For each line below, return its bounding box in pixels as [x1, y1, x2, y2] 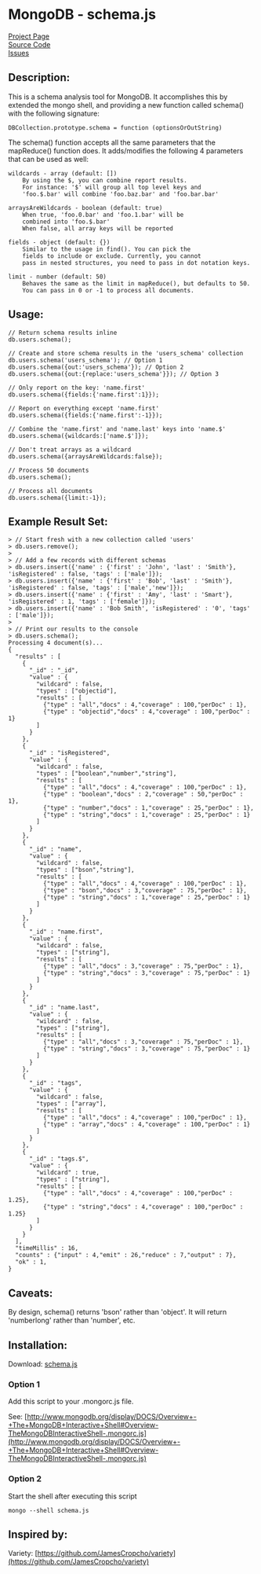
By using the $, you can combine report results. [22, 176, 188, 184]
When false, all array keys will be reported [22, 224, 174, 233]
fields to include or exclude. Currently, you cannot [22, 252, 201, 260]
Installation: [8, 1338, 68, 1352]
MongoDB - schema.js [8, 6, 157, 24]
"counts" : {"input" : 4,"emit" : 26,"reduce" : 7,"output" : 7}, [15, 1252, 237, 1260]
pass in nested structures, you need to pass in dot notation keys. [22, 259, 251, 267]
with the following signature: [8, 108, 100, 118]
